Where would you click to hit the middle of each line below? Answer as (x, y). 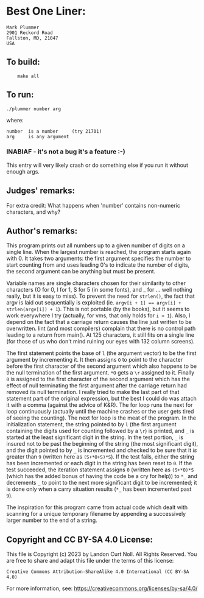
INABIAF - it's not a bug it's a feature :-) (66, 152)
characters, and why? (33, 212)
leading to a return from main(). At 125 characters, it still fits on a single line (100, 335)
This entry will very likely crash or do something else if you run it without (97, 165)
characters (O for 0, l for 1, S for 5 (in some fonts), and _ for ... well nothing (100, 290)
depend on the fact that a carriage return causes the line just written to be (99, 322)
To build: (23, 62)
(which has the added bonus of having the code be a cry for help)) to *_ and (102, 476)
